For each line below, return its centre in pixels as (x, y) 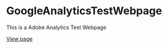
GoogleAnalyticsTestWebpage (84, 11)
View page (20, 39)
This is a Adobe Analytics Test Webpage (56, 27)
